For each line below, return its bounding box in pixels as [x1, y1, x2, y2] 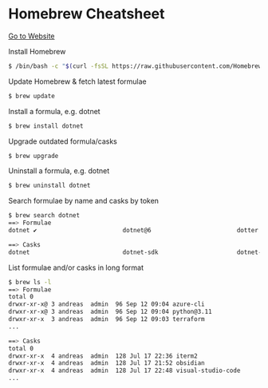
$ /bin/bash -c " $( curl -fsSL [8, 61, 109, 70]
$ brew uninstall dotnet [8, 181, 91, 190]
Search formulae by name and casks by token [8, 196, 160, 206]
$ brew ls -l [8, 278, 52, 286]
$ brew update [8, 92, 56, 100]
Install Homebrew [8, 46, 66, 56]
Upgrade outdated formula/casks [8, 137, 117, 146]
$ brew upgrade [8, 152, 59, 160]
